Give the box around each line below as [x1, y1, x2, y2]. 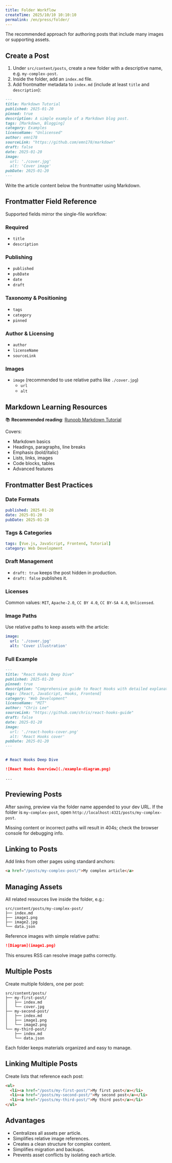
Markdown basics [12, 438, 51, 444]
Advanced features [12, 466, 54, 472]
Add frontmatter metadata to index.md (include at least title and [12, 82, 149, 88]
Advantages [5, 1116, 45, 1125]
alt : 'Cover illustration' [10, 644, 68, 649]
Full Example [5, 655, 38, 663]
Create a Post [5, 51, 50, 60]
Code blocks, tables [12, 460, 55, 467]
